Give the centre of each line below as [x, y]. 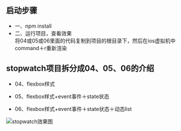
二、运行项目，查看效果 [43, 33]
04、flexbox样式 [35, 84]
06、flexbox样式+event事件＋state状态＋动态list [73, 109]
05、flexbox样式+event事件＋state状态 [62, 96]
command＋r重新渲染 [41, 48]
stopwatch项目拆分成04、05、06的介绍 [80, 69]
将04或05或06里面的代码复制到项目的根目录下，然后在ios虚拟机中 [95, 41]
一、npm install [33, 26]
